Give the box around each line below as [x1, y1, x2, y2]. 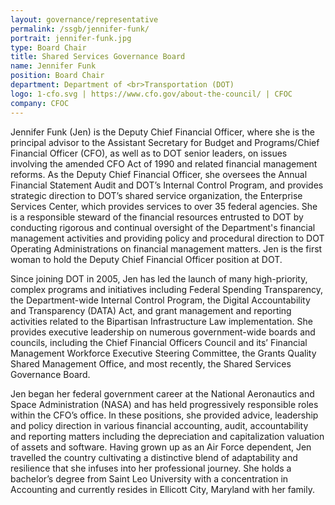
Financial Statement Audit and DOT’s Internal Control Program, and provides [10, 179, 324, 191]
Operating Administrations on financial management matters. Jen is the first [10, 242, 323, 255]
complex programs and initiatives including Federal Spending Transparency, [10, 283, 323, 295]
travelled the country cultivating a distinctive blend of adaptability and [10, 451, 298, 463]
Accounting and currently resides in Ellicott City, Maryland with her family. [10, 483, 315, 495]
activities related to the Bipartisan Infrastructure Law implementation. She [10, 315, 313, 327]
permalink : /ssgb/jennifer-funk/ [10, 24, 150, 34]
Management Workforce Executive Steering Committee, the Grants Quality [10, 347, 317, 359]
